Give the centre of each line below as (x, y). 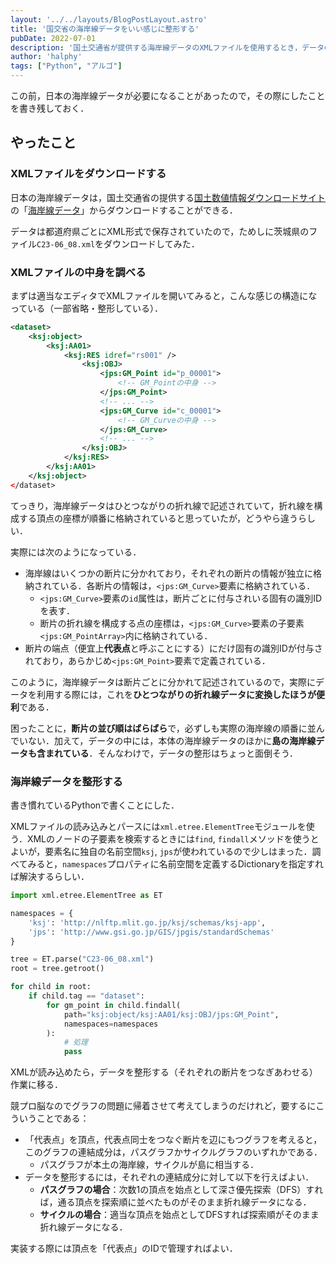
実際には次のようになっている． (76, 552)
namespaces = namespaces (111, 1024)
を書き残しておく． (50, 108)
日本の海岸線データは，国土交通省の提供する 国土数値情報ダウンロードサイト (168, 197)
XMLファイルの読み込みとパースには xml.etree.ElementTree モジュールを (158, 827)
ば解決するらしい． (50, 877)
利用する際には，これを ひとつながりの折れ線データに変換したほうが (176, 694)
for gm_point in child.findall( (114, 1005)
